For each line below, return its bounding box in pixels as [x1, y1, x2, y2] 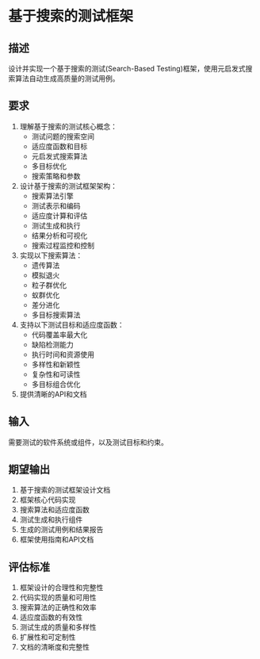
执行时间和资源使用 [31, 350, 95, 359]
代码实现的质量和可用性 [19, 592, 97, 603]
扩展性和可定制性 [19, 632, 76, 642]
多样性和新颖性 [31, 359, 81, 369]
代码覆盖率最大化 [31, 330, 88, 339]
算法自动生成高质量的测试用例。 [14, 74, 120, 83]
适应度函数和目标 [31, 141, 88, 151]
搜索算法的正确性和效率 [19, 603, 97, 612]
